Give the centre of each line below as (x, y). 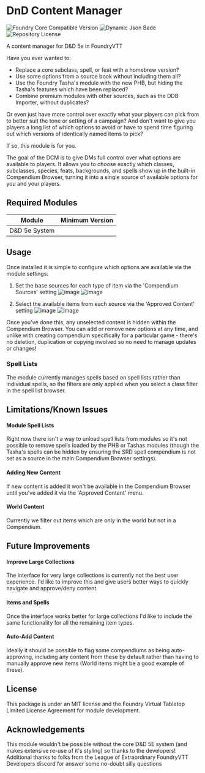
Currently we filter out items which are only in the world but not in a (91, 520)
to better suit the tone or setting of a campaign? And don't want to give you (101, 121)
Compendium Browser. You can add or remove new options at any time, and (102, 329)
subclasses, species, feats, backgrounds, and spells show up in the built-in (101, 170)
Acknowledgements (46, 730)
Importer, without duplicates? (52, 102)
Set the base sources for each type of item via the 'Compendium (97, 285)
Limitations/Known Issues (57, 410)
